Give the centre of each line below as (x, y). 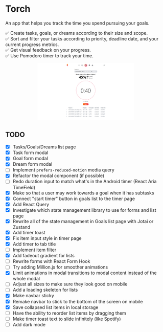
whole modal (26, 279)
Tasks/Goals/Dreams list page (44, 147)
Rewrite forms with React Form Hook (51, 261)
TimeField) (24, 187)
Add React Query (31, 204)
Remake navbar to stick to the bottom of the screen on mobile (78, 301)
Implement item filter (34, 250)
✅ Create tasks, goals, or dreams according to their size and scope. (77, 33)
